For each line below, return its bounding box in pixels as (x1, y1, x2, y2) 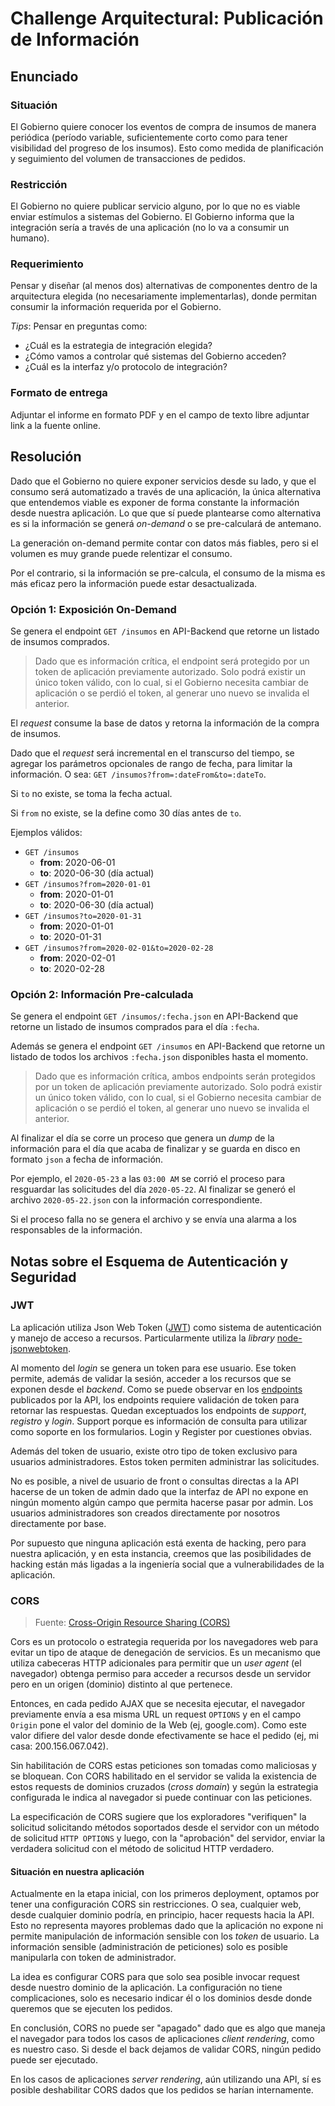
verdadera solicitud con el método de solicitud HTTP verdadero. (10, 1843, 275, 1855)
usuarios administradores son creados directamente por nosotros (10, 1507, 281, 1519)
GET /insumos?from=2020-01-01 (24, 879, 152, 889)
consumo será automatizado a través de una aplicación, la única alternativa (10, 485, 322, 497)
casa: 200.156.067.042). (10, 1740, 109, 1752)
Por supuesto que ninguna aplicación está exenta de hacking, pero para (10, 1537, 307, 1549)
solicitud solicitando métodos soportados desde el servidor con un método (10, 1822, 320, 1834)
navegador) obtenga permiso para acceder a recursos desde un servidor (10, 1668, 312, 1680)
